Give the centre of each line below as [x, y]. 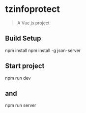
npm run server [21, 106]
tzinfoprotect [32, 9]
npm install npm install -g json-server [43, 50]
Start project [25, 66]
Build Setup [23, 38]
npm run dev [18, 78]
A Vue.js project [33, 23]
